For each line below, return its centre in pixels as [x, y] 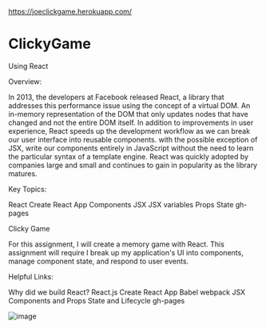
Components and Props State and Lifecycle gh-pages [97, 300]
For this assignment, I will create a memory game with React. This [117, 244]
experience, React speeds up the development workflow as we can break [129, 130]
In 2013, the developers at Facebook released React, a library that [117, 97]
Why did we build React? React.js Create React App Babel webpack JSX [127, 292]
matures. [23, 173]
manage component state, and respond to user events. [99, 261]
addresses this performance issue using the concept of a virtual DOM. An [129, 105]
